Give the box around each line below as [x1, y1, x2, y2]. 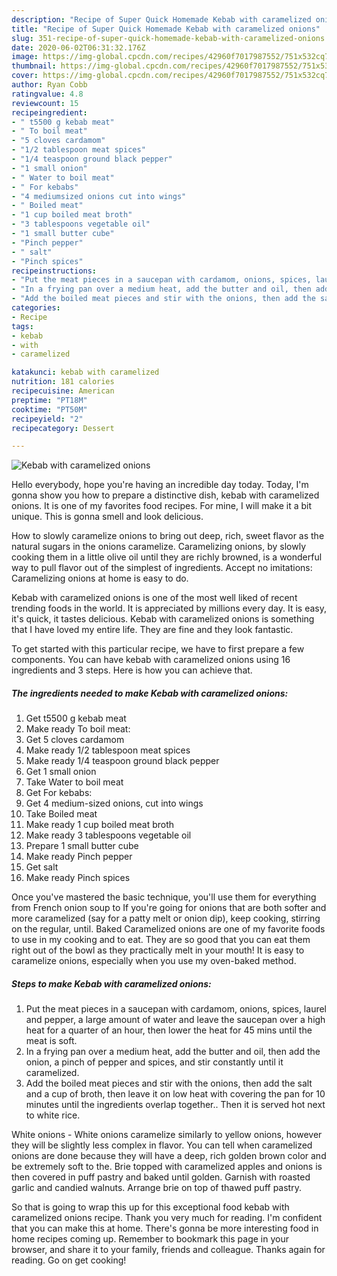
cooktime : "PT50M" [11, 404, 88, 415]
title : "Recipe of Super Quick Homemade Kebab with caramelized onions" [11, 24, 321, 34]
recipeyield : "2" [11, 414, 84, 424]
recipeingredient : [11, 107, 88, 118]
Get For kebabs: [25, 787, 93, 799]
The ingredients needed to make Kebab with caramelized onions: [11, 687, 289, 699]
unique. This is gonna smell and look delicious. [11, 511, 204, 523]
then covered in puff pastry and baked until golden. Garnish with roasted [11, 1171, 311, 1183]
